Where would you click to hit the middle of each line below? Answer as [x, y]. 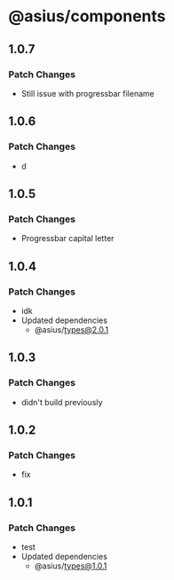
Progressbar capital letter [67, 239]
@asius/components [87, 16]
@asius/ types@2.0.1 [71, 329]
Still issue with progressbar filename [87, 93]
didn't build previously [62, 402]
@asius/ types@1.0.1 [71, 566]
